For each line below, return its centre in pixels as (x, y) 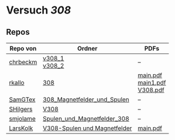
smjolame (23, 119)
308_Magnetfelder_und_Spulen (86, 99)
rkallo (17, 83)
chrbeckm (23, 62)
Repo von (23, 49)
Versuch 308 (39, 10)
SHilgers (21, 109)
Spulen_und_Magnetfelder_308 (86, 119)
